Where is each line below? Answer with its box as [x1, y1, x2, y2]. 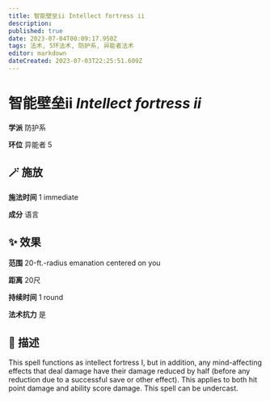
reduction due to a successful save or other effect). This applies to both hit [8, 375, 257, 385]
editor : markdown [8, 49, 67, 57]
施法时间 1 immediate [8, 192, 79, 202]
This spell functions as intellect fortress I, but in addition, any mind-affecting [8, 357, 263, 368]
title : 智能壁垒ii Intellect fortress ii [8, 11, 146, 20]
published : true [8, 27, 63, 35]
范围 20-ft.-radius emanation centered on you [8, 258, 161, 268]
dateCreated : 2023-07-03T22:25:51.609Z [8, 57, 143, 65]
